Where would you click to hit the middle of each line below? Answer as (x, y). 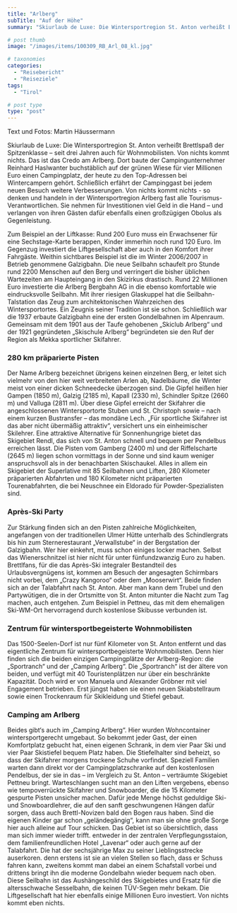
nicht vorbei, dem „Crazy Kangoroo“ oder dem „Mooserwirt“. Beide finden (114, 580)
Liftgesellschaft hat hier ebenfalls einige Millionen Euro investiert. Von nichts (118, 895)
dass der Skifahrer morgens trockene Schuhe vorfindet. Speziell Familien (114, 760)
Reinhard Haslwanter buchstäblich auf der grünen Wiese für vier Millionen (115, 168)
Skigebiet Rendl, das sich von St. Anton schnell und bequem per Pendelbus (117, 441)
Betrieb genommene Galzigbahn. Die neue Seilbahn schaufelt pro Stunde (114, 264)
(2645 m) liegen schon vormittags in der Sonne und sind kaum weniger (111, 456)
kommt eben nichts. (36, 903)
